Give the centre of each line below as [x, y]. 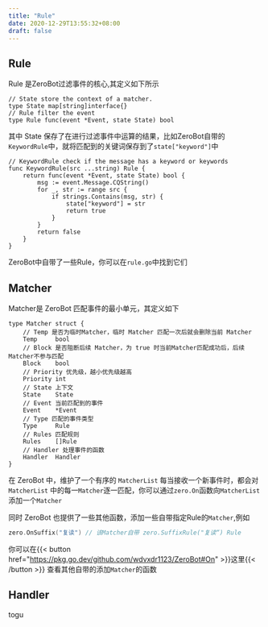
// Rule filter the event [52, 114]
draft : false [30, 31]
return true [86, 211]
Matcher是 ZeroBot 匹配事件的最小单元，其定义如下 [94, 308]
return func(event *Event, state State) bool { [104, 176]
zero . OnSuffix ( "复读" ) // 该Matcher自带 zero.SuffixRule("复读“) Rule [125, 533]
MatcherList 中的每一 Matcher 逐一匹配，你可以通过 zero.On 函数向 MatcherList [134, 490]
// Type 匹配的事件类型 [58, 419]
